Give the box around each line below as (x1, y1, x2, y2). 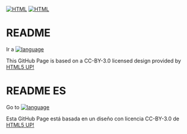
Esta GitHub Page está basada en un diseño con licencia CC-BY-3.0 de (6, 115, 179, 122)
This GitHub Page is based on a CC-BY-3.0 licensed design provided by (6, 57, 182, 64)
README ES (6, 84, 66, 97)
